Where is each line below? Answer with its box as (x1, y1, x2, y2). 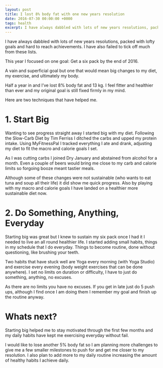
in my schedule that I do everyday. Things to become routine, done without (5, 244, 155, 250)
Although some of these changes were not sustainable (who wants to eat (5, 175, 151, 181)
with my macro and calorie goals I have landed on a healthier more (5, 185, 138, 191)
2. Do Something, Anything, (5, 207, 119, 219)
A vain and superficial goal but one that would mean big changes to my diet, (5, 68, 157, 74)
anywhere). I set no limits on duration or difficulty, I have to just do (5, 269, 137, 275)
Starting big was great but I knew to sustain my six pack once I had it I (5, 234, 145, 239)
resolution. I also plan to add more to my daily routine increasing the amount (5, 352, 157, 358)
